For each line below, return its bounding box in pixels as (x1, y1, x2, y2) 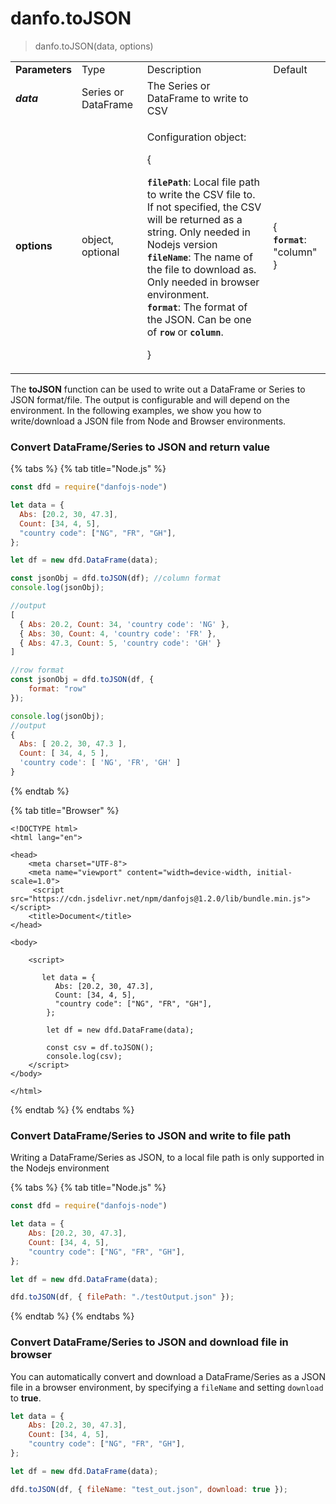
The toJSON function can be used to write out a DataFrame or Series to (10, 383, 306, 395)
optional (81, 245, 120, 259)
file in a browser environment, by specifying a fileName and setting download (10, 1381, 324, 1393)
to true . (10, 1392, 42, 1404)
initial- (256, 867, 293, 877)
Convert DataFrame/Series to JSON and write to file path (10, 1128, 292, 1142)
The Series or (146, 78, 211, 92)
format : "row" (28, 684, 87, 694)
